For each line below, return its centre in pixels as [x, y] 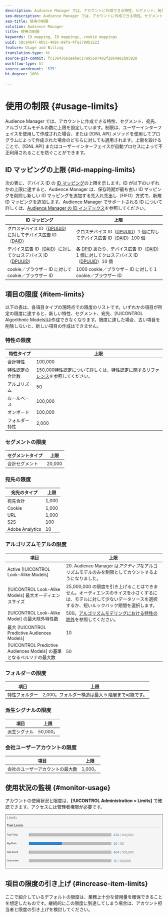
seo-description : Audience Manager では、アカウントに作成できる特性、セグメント [84, 16]
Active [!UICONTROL [29, 569]
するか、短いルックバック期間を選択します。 [111, 605]
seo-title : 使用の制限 [27, 21]
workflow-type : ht [24, 63]
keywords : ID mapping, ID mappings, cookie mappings [61, 37]
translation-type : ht [28, 53]
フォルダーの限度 [26, 673]
